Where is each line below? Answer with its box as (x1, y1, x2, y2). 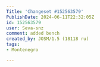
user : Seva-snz (6, 25, 44, 31)
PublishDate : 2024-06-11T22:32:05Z (6, 14, 95, 20)
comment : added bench (6, 31, 60, 36)
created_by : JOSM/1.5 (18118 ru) (6, 36, 89, 42)
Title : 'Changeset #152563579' (6, 8, 84, 15)
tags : (6, 42, 20, 48)
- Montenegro (6, 47, 39, 53)
